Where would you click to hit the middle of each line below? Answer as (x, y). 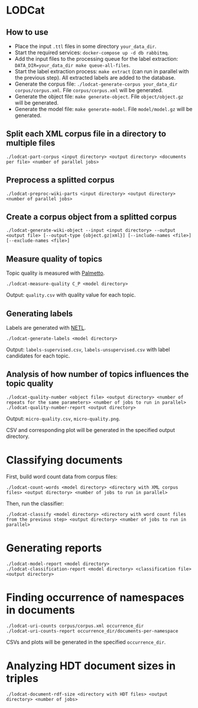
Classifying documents (64, 460)
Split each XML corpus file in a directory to (86, 134)
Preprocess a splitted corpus (60, 180)
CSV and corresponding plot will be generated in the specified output (91, 430)
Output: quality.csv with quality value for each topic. (71, 295)
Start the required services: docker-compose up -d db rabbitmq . (92, 53)
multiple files (31, 143)
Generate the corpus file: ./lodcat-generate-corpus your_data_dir (96, 84)
